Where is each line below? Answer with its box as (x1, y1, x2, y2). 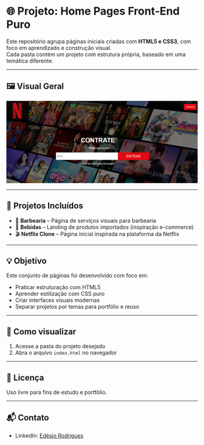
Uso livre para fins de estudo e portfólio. (6, 388, 107, 396)
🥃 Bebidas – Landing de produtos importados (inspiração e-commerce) (15, 223, 194, 231)
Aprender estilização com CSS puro (15, 290, 105, 298)
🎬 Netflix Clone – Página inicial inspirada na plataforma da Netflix (15, 230, 180, 237)
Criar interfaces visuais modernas (15, 296, 100, 304)
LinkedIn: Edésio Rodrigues (15, 432, 84, 439)
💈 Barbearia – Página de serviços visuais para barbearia (15, 217, 157, 224)
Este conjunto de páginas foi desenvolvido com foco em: (6, 272, 149, 279)
